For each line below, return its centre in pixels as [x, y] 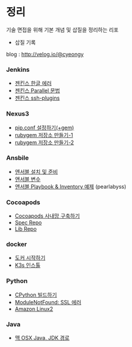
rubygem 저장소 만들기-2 [44, 142]
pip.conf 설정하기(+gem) [44, 128]
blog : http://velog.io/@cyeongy [45, 54]
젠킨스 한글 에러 [33, 83]
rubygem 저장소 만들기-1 [44, 135]
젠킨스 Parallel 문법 [37, 91]
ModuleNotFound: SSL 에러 [48, 302]
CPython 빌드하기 [36, 295]
